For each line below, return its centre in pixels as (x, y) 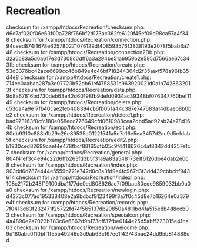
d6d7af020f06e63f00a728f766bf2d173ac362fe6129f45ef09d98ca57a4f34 (97, 33)
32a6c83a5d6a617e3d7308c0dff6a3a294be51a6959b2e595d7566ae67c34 (98, 58)
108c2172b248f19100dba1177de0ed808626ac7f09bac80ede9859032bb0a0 (98, 183)
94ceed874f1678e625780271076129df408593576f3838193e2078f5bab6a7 (98, 46)
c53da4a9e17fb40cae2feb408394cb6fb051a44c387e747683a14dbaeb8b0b (99, 108)
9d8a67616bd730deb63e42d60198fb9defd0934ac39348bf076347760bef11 (99, 96)
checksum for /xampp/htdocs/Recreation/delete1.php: (79, 115)
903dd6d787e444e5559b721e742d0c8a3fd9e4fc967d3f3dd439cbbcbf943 (98, 171)
